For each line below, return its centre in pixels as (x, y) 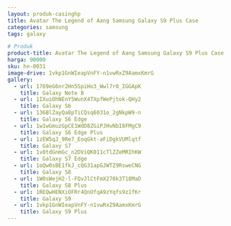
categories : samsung (38, 27)
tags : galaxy (27, 34)
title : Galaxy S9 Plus (54, 212)
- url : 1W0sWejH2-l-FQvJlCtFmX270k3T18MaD (77, 178)
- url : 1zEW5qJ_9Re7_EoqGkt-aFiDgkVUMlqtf (77, 139)
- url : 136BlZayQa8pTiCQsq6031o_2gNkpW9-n (77, 113)
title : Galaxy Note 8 (52, 93)
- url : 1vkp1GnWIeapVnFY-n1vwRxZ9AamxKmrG (77, 205)
